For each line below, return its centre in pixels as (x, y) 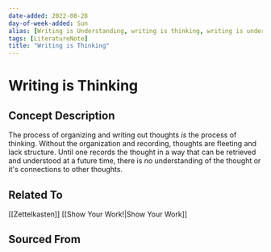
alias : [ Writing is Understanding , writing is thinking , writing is (126, 31)
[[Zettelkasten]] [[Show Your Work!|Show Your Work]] (98, 214)
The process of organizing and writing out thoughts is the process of (123, 135)
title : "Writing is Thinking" (59, 46)
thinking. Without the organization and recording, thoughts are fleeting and (132, 144)
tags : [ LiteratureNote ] (48, 38)
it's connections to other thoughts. (66, 170)
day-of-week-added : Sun (48, 23)
